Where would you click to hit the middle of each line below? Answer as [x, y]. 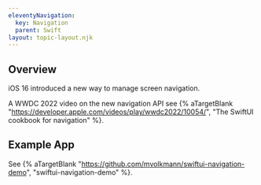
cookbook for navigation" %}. [56, 120]
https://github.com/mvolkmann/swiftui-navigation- [163, 164]
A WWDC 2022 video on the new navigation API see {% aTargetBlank [121, 104]
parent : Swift [38, 30]
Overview [33, 69]
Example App [41, 145]
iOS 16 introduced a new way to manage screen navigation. [104, 88]
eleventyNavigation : [42, 15]
